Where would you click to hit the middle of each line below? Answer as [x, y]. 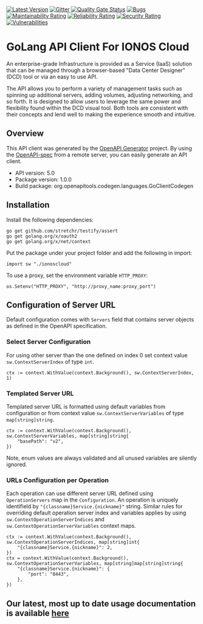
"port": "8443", [49, 574]
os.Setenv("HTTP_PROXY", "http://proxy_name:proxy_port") [81, 286]
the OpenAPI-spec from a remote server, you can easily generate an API [97, 155]
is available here [38, 613]
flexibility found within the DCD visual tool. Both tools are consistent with [97, 108]
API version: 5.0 [35, 173]
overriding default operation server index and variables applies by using [96, 513]
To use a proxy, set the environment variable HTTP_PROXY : [77, 275]
